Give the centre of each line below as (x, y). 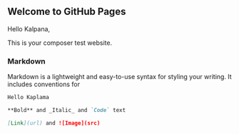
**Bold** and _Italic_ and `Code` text (67, 110)
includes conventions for (44, 84)
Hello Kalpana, (29, 29)
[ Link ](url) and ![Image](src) (54, 123)
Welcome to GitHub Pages (67, 12)
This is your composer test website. (60, 43)
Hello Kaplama (29, 98)
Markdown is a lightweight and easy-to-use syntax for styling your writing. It (119, 77)
